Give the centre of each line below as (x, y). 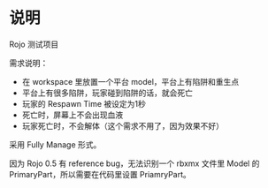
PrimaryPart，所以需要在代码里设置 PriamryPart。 (100, 174)
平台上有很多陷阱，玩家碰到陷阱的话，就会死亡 (107, 93)
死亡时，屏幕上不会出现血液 (73, 115)
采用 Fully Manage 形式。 (55, 144)
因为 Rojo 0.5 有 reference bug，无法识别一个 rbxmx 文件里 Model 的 (134, 163)
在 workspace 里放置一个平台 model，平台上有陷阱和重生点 (130, 81)
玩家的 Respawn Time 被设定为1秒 (84, 103)
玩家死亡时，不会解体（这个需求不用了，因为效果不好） (123, 125)
